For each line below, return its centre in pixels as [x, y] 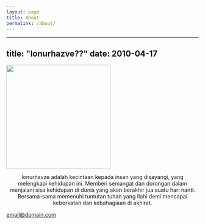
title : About [23, 18]
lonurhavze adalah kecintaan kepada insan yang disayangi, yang [103, 177]
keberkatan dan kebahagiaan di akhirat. [103, 203]
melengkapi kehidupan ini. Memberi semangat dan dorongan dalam [103, 184]
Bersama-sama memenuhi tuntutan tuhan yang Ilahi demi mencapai [103, 197]
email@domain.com [31, 215]
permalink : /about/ [31, 23]
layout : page [23, 12]
